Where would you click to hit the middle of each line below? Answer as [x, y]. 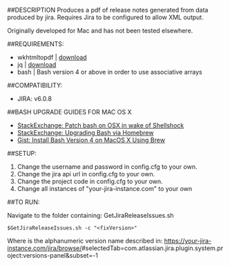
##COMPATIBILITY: [35, 85]
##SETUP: [22, 153]
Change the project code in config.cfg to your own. [90, 181]
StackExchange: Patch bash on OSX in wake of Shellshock [100, 125]
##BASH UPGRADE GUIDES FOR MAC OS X [69, 112]
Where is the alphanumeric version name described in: [85, 241]
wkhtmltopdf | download [52, 57]
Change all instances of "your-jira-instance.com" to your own [105, 188]
